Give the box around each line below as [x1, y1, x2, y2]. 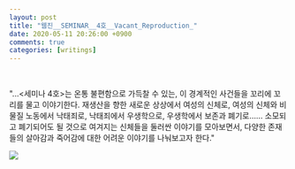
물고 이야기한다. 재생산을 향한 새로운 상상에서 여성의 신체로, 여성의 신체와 [25, 99, 278, 111]
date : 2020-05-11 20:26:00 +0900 [9, 29, 132, 38]
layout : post [9, 12, 57, 22]
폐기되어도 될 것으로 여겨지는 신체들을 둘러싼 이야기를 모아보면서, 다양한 [18, 121, 267, 133]
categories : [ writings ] [9, 46, 97, 55]
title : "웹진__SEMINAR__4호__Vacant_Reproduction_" [9, 21, 198, 30]
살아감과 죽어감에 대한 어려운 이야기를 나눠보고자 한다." [25, 133, 215, 143]
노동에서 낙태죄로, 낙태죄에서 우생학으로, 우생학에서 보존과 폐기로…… [25, 111, 263, 121]
